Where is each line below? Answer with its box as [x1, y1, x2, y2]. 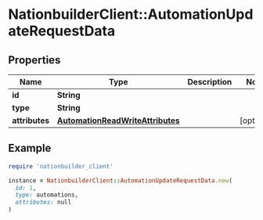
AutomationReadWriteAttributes [57, 115, 180, 126]
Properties [8, 53, 61, 67]
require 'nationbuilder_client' [8, 162, 113, 170]
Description [187, 77, 232, 87]
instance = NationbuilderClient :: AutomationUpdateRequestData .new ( [8, 176, 233, 185]
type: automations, [15, 191, 79, 199]
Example [8, 142, 52, 155]
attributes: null [15, 198, 72, 207]
